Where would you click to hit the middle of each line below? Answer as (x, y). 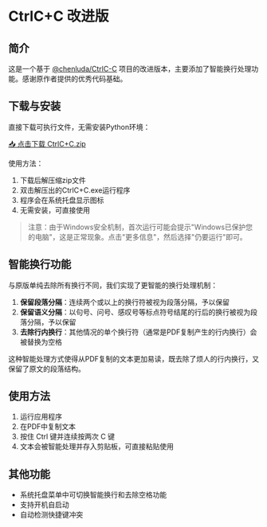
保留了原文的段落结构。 (47, 369)
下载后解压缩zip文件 (53, 180)
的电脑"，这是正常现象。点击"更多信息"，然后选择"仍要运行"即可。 (137, 236)
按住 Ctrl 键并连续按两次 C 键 (67, 437)
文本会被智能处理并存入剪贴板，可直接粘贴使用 (96, 447)
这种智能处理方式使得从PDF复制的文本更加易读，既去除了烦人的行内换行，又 (134, 358)
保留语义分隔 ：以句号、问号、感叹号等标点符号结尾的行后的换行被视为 (135, 312)
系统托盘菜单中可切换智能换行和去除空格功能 (93, 495)
